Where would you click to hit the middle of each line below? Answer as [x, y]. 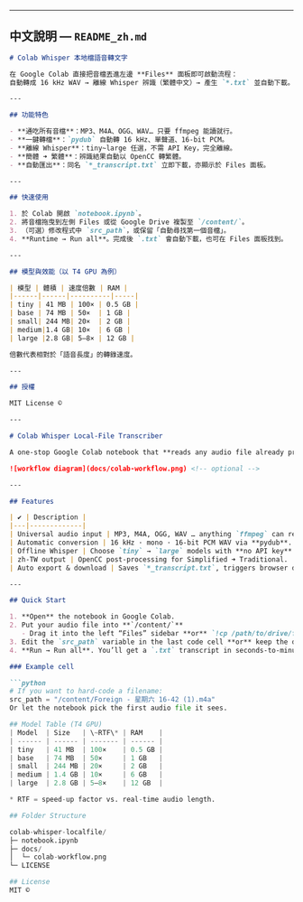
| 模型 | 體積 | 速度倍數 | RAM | [69, 288]
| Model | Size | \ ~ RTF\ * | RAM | [87, 732]
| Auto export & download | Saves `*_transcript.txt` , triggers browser [149, 568]
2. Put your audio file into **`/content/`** [96, 625]
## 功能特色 [29, 115]
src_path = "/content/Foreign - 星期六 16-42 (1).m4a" [113, 700]
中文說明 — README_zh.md [78, 37]
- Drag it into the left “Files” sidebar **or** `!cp [124, 634]
